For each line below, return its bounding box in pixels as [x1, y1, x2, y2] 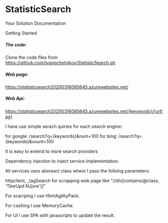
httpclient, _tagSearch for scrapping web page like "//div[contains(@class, [5, 178, 159, 184]
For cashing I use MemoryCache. [5, 202, 74, 208]
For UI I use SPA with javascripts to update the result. [5, 212, 115, 218]
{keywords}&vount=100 [5, 138, 54, 144]
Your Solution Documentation [5, 20, 66, 26]
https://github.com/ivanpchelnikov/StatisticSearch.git [5, 60, 116, 66]
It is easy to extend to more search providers [5, 148, 98, 154]
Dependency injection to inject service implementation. [5, 158, 120, 164]
